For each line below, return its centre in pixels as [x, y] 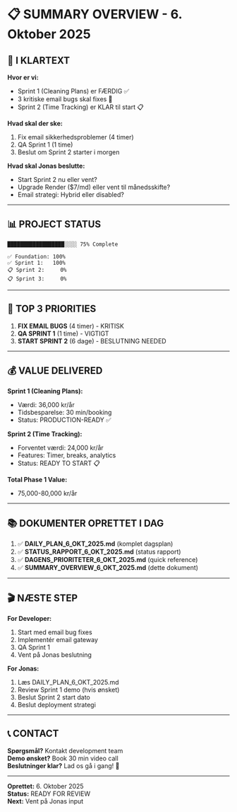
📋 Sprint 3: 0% [37, 279]
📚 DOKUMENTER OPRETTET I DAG [86, 523]
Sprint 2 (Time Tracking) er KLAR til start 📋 [80, 107]
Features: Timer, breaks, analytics [67, 455]
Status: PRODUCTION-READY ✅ [64, 420]
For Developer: [30, 619]
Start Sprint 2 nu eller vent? [57, 179]
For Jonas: [23, 669]
